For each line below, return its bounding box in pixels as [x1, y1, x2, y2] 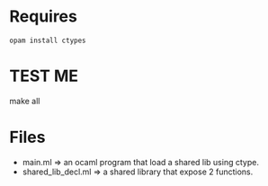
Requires [9, 6, 78, 27]
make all [9, 95, 40, 106]
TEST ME [9, 66, 79, 86]
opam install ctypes [9, 36, 87, 45]
